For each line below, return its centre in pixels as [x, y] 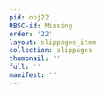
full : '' [25, 67]
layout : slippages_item [53, 42]
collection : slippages [51, 50]
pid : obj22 [29, 17]
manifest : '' [33, 75]
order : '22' [31, 34]
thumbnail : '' [35, 58]
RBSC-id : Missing [41, 26]
